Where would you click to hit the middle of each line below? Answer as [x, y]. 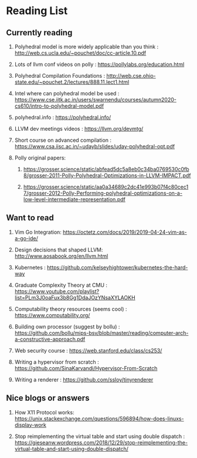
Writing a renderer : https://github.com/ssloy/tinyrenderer [84, 379]
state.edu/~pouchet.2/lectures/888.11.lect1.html [72, 82]
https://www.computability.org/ [52, 315]
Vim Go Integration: [38, 232]
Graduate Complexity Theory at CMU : [61, 285]
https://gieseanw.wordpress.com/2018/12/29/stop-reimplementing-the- [101, 442]
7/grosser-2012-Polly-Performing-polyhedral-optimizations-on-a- [103, 193]
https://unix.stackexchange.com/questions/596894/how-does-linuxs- [99, 419]
